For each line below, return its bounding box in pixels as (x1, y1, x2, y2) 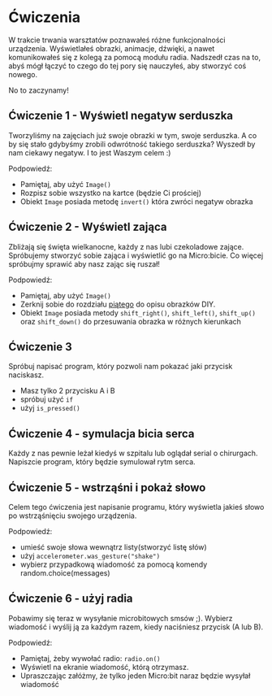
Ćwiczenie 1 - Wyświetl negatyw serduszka (8, 109, 234, 123)
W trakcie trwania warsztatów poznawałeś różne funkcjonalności (8, 35, 226, 45)
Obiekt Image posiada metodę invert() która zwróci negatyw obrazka (19, 196, 253, 207)
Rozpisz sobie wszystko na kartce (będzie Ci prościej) (19, 188, 201, 198)
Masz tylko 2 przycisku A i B (19, 386, 115, 396)
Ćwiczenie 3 (8, 340, 72, 354)
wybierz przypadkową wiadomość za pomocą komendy (19, 559, 208, 569)
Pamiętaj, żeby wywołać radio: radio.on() (19, 653, 161, 663)
